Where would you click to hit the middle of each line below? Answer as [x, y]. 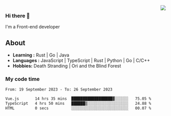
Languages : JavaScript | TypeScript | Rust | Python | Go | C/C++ [81, 61]
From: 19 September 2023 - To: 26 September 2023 [59, 90]
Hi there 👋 [18, 16]
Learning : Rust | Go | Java [41, 55]
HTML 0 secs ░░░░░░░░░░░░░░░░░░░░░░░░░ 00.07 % [78, 108]
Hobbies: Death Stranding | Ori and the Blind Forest [67, 66]
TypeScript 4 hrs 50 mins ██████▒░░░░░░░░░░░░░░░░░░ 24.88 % [78, 104]
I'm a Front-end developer [33, 27]
